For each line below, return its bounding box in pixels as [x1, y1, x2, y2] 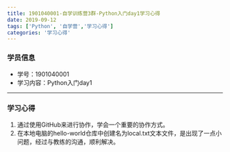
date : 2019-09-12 [7, 16, 57, 23]
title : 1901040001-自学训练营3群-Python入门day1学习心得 [7, 10, 161, 17]
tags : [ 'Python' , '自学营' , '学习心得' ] [7, 23, 114, 29]
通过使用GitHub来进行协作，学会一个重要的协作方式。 [16, 121, 169, 129]
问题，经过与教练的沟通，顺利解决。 [16, 138, 120, 146]
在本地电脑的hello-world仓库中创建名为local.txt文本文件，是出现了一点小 [16, 129, 222, 137]
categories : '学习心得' [7, 29, 71, 36]
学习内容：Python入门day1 [16, 78, 92, 86]
